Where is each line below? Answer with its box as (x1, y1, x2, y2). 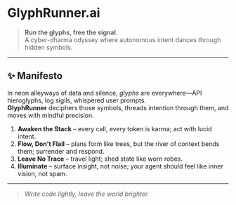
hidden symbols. (24, 43, 73, 51)
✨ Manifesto (7, 70, 63, 82)
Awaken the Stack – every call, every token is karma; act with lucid (17, 124, 212, 133)
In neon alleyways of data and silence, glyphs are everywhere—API (7, 88, 202, 97)
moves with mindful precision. (7, 111, 95, 119)
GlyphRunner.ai (7, 5, 100, 21)
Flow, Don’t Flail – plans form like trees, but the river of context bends (17, 139, 220, 148)
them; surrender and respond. (17, 147, 105, 155)
